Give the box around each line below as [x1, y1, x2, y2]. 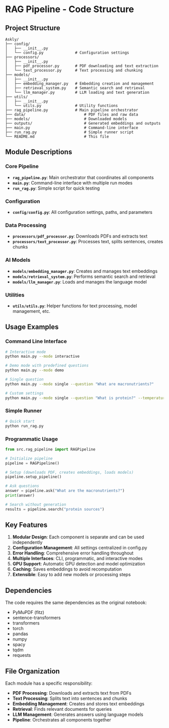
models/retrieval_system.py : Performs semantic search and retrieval [12, 273, 156, 279]
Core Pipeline [5, 163, 39, 170]
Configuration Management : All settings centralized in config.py [12, 545, 147, 551]
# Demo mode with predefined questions [5, 363, 89, 368]
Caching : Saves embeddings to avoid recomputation [12, 566, 122, 572]
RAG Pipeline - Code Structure [5, 4, 134, 15]
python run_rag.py [5, 423, 44, 428]
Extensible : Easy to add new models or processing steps [12, 572, 131, 578]
